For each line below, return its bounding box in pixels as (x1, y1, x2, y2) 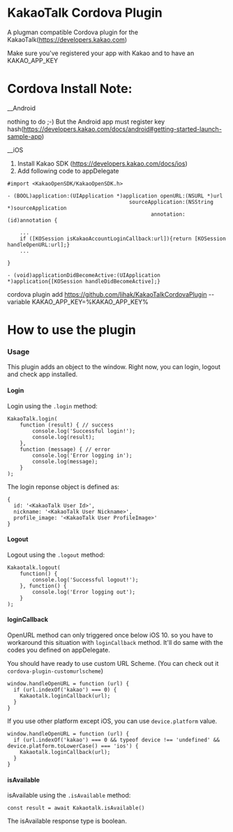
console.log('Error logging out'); (32, 588, 136, 595)
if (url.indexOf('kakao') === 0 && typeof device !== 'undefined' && (13, 736, 220, 743)
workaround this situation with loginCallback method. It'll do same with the (7, 638, 223, 646)
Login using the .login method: (7, 401, 98, 410)
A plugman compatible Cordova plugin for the (7, 28, 138, 36)
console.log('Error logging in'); (32, 452, 133, 459)
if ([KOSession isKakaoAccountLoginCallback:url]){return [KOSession (20, 235, 227, 242)
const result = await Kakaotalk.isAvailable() (7, 805, 145, 812)
